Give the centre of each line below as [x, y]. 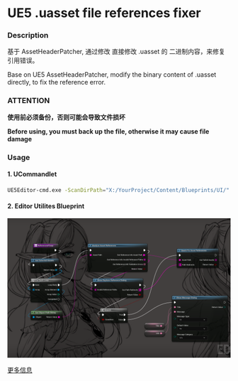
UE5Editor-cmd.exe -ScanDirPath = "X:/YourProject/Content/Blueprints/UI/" [119, 190]
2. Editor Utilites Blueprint [46, 206]
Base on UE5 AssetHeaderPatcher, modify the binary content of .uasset [112, 75]
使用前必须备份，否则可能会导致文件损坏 [66, 117]
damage [20, 139]
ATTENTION [29, 101]
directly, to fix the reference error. [57, 82]
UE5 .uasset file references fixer [104, 13]
